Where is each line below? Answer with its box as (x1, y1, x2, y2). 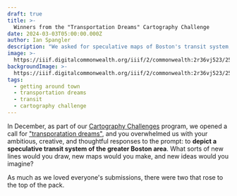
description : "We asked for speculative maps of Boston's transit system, (7, 43, 232, 50)
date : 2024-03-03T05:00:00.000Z (7, 30, 102, 38)
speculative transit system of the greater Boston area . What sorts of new (7, 144, 224, 153)
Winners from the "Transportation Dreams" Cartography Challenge (13, 23, 210, 30)
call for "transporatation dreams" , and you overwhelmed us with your (7, 129, 208, 138)
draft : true (7, 10, 42, 18)
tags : (7, 76, 23, 83)
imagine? (7, 159, 34, 168)
